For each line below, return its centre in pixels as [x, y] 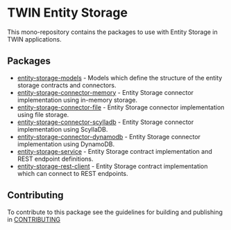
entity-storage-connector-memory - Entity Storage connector [105, 92]
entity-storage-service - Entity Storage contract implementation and [115, 151]
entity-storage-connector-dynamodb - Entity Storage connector [109, 136]
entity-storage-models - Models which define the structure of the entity [120, 78]
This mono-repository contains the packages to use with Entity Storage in [112, 32]
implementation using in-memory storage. [77, 100]
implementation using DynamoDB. [66, 144]
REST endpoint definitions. [55, 159]
